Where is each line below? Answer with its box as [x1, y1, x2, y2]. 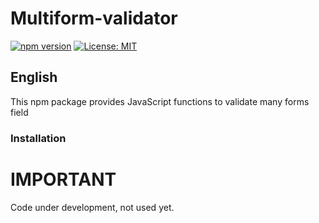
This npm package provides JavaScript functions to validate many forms [10, 95, 310, 107]
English [10, 69, 58, 86]
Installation [10, 131, 67, 145]
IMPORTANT [10, 168, 117, 191]
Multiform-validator [10, 7, 178, 30]
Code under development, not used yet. [10, 201, 175, 213]
